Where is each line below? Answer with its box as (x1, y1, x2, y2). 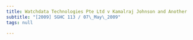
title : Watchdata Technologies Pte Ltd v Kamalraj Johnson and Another (6, 8, 187, 15)
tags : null (6, 19, 33, 25)
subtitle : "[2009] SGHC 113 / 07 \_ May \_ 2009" (6, 14, 121, 20)
